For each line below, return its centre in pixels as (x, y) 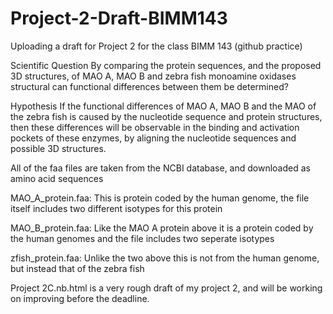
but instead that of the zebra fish (77, 268)
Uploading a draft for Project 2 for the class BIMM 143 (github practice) (156, 46)
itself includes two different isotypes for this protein (116, 208)
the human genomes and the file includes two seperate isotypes (142, 238)
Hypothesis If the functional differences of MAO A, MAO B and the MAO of (163, 106)
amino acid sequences (57, 178)
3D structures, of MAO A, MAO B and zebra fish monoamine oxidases (153, 76)
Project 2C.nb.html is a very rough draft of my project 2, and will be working (166, 288)
